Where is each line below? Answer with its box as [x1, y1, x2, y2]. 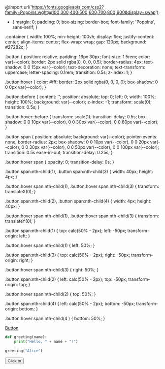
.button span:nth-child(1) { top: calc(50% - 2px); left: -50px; [5, 228, 127, 234]
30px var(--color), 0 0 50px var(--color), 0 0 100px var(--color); [29, 144, 159, 150]
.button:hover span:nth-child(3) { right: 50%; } [5, 267, 99, 272]
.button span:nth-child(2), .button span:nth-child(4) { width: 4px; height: [5, 198, 152, 204]
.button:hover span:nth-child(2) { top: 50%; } [5, 291, 96, 297]
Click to [7, 358, 21, 364]
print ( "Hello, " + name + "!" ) [14, 339, 78, 344]
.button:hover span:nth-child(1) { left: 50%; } [5, 242, 95, 248]
